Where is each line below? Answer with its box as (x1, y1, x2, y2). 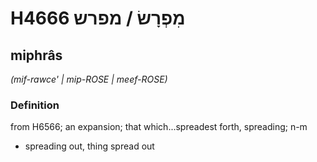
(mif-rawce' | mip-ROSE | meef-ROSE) (10, 73, 168, 85)
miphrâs (10, 47, 63, 64)
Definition (10, 98, 60, 112)
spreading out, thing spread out (24, 140, 155, 152)
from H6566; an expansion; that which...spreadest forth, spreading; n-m (10, 121, 308, 133)
